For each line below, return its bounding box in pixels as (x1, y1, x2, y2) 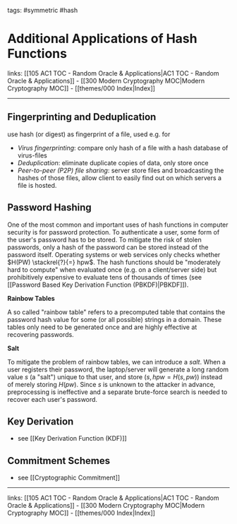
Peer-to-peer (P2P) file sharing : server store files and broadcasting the (17, 166, 224, 174)
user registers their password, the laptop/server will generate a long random (7, 365, 229, 374)
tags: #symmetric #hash (7, 6, 78, 14)
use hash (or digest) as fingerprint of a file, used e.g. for (7, 130, 171, 138)
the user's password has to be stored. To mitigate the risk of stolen (7, 235, 202, 244)
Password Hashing (7, 201, 92, 214)
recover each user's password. (7, 395, 97, 403)
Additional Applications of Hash (7, 31, 197, 47)
